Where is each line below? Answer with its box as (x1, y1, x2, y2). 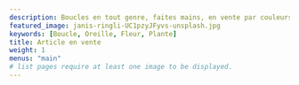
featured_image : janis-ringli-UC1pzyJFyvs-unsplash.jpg (9, 21, 221, 30)
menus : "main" (9, 54, 62, 63)
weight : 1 (9, 46, 46, 55)
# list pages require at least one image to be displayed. (9, 63, 233, 72)
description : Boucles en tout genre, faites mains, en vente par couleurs (9, 12, 293, 22)
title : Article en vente (9, 37, 101, 47)
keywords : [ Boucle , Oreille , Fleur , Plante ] (9, 29, 177, 38)
